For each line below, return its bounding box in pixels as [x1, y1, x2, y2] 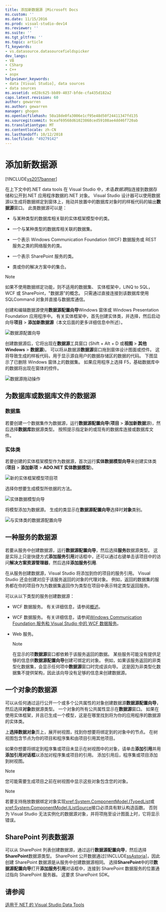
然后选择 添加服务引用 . [52, 559, 98, 566]
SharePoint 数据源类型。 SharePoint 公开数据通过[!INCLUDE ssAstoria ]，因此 [5, 853, 161, 859]
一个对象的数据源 [5, 686, 57, 694]
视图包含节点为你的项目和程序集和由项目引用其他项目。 [5, 735, 118, 741]
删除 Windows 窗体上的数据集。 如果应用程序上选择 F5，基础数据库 [18, 359, 156, 365]
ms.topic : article [5, 40, 43, 45]
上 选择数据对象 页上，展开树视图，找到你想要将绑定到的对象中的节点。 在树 [5, 729, 158, 735]
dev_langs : [5, 53, 28, 59]
